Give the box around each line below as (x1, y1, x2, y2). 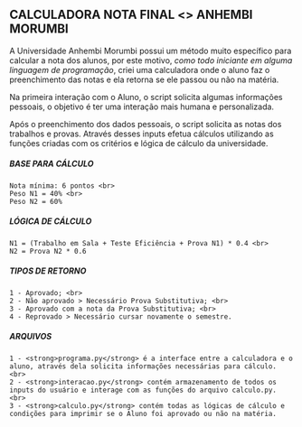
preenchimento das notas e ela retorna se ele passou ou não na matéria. (9, 74, 279, 85)
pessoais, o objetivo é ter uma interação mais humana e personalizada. (9, 101, 274, 112)
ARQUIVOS (9, 331, 52, 342)
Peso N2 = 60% (9, 197, 63, 206)
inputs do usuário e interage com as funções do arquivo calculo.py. (9, 385, 278, 395)
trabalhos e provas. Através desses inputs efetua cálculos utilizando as (9, 128, 274, 139)
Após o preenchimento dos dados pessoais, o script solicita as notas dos (9, 118, 282, 129)
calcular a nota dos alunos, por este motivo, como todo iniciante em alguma (9, 54, 293, 66)
